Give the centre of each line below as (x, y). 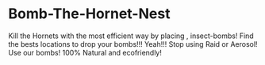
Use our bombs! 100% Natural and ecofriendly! (85, 52)
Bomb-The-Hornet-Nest (89, 14)
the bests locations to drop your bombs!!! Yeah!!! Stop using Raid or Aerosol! (133, 44)
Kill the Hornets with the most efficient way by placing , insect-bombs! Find (131, 36)
